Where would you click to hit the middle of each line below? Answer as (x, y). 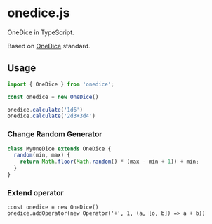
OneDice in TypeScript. (41, 32)
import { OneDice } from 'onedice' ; (61, 84)
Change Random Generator (55, 134)
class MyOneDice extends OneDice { (59, 149)
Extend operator (36, 192)
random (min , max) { (42, 155)
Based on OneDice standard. (49, 46)
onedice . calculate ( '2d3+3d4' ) (52, 116)
